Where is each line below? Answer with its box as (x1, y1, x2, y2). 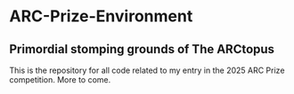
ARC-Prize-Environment (9, 6, 193, 27)
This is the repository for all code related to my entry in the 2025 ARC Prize (9, 65, 285, 75)
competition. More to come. (9, 74, 111, 85)
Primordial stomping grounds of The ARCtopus (9, 42, 274, 57)
